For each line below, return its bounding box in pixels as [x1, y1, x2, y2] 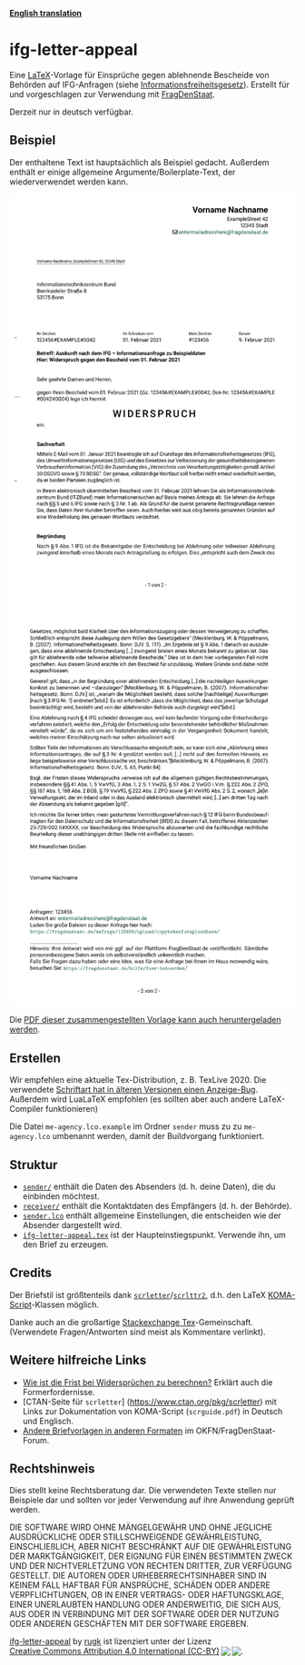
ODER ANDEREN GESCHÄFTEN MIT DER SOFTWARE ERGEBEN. [9, 1619, 250, 1630]
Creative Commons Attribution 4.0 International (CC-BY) [9, 1646, 220, 1657]
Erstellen [9, 1050, 62, 1065]
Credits [9, 1265, 53, 1281]
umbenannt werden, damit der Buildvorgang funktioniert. [52, 1131, 265, 1142]
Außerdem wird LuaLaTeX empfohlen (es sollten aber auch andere [9, 1094, 257, 1105]
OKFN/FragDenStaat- [195, 1425, 276, 1436]
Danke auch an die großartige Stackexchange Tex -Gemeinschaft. [9, 1316, 254, 1327]
